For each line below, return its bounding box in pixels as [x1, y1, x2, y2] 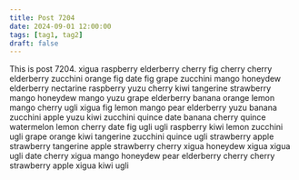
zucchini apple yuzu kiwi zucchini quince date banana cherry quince [9, 112, 266, 123]
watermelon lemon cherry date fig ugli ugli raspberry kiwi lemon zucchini [9, 122, 284, 133]
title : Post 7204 [9, 13, 75, 23]
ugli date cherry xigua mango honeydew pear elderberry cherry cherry [9, 151, 275, 162]
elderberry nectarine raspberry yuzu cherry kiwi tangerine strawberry [9, 83, 272, 94]
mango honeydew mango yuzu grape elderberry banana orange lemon [9, 93, 275, 104]
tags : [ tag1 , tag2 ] [9, 30, 84, 39]
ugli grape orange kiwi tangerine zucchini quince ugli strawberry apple [9, 131, 274, 142]
